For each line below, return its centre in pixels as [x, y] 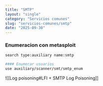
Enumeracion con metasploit [40, 45]
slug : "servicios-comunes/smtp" [38, 23]
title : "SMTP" [20, 10]
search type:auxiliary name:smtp [40, 55]
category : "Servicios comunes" [37, 19]
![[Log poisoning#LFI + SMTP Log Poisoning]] [52, 78]
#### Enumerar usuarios [30, 64]
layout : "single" [23, 14]
